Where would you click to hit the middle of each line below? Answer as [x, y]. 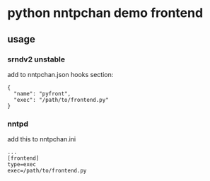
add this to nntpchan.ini [42, 139]
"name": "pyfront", [42, 93]
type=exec [22, 165]
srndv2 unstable [36, 59]
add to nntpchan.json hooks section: [60, 74]
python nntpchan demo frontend [105, 13]
